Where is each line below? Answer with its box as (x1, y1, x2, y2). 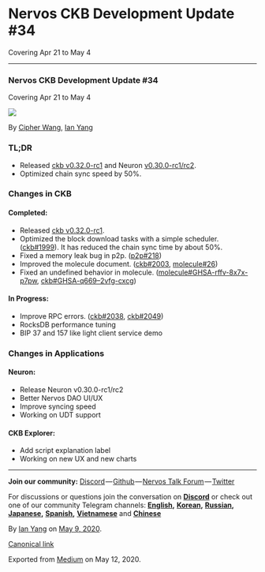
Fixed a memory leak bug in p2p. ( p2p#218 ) (19, 250, 162, 260)
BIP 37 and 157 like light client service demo (19, 328, 163, 338)
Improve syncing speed (19, 402, 96, 411)
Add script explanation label (19, 446, 111, 455)
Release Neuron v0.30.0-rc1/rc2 (19, 384, 124, 394)
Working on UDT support (19, 409, 101, 419)
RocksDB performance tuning (19, 320, 117, 329)
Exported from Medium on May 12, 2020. (8, 555, 142, 564)
